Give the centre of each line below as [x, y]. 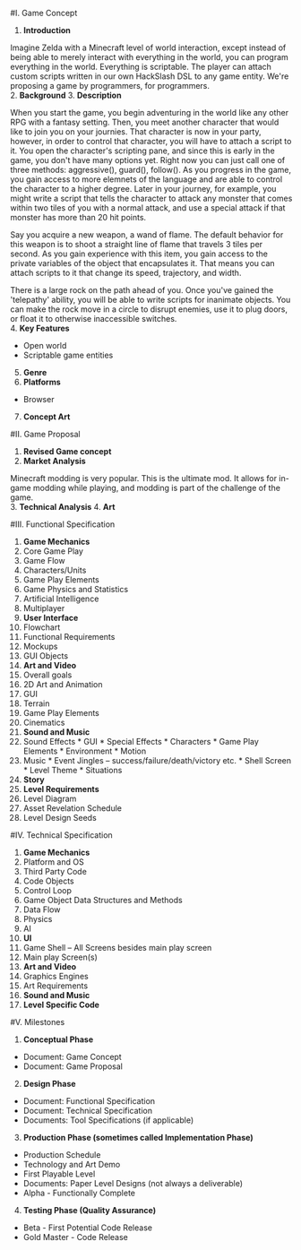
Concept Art [47, 417]
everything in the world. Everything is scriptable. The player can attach [141, 67]
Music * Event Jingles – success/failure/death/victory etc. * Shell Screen [157, 760]
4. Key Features [40, 328]
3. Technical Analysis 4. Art [63, 507]
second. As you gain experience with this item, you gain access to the [139, 254]
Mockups [40, 646]
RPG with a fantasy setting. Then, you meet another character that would [145, 122]
